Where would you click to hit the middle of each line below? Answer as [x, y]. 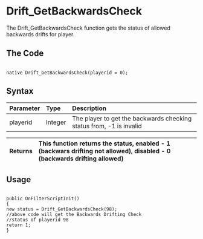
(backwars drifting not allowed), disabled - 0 [105, 151]
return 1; [19, 225]
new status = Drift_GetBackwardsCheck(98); [62, 209]
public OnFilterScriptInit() [43, 199]
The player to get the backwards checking [132, 118]
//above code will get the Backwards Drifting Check [74, 215]
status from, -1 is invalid [107, 126]
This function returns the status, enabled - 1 [105, 143]
